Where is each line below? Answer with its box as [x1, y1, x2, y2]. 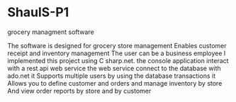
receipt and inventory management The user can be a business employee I [7, 49, 226, 57]
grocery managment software [7, 28, 94, 36]
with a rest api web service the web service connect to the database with [7, 64, 221, 72]
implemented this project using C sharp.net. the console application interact [7, 56, 229, 64]
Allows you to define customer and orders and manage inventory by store [7, 79, 223, 87]
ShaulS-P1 [7, 4, 69, 21]
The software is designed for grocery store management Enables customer [7, 41, 227, 50]
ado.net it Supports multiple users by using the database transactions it [7, 72, 216, 80]
